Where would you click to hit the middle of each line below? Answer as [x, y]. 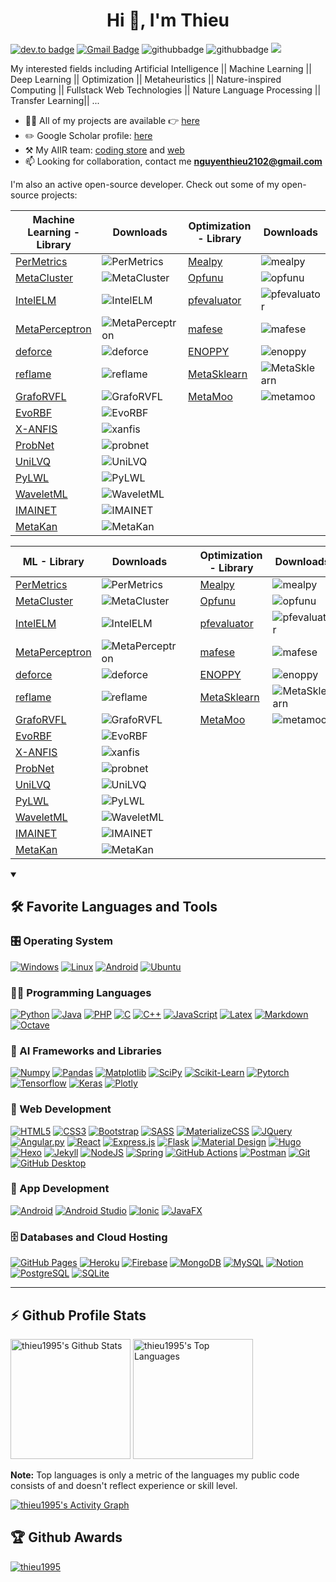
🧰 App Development [60, 1189]
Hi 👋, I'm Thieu [168, 20]
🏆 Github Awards [66, 1537]
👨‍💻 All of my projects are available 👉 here [112, 120]
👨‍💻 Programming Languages [81, 992]
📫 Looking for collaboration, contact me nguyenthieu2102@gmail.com [173, 161]
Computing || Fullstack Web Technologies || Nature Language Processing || [166, 90]
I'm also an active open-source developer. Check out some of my [145, 184]
